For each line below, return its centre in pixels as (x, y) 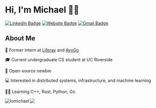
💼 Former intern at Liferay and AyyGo (42, 50)
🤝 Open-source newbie (28, 71)
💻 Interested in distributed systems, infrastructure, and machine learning (78, 80)
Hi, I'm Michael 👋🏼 (42, 10)
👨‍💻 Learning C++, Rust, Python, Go (40, 92)
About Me (20, 38)
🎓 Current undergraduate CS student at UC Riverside (59, 59)
